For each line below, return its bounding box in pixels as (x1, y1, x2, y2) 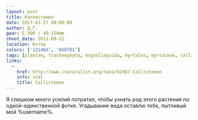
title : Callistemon (16, 80, 65, 86)
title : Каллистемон (6, 14, 54, 20)
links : (6, 58, 22, 64)
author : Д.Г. (6, 25, 38, 31)
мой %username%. (6, 108, 54, 115)
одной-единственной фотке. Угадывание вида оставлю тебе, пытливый (6, 102, 187, 109)
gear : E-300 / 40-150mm (6, 31, 65, 36)
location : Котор (6, 42, 46, 48)
